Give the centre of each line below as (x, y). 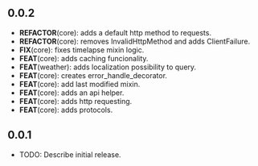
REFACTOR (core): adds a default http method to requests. (115, 32)
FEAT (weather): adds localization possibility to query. (108, 67)
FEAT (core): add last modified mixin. (80, 84)
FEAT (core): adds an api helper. (72, 93)
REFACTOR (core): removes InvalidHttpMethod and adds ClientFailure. (135, 41)
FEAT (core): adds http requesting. (76, 101)
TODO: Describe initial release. (70, 154)
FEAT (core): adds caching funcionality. (84, 58)
